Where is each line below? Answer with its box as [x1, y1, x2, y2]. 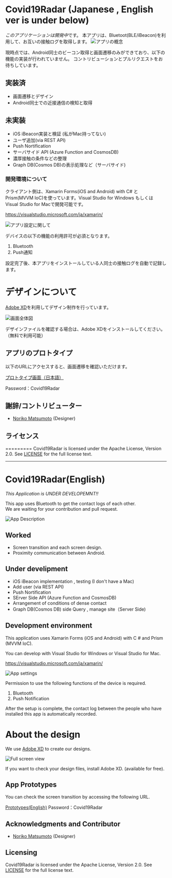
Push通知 [12, 249, 33, 255]
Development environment [5, 621, 93, 630]
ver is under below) [5, 14, 90, 26]
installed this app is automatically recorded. [5, 710, 97, 717]
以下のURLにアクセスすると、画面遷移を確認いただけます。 [5, 363, 130, 369]
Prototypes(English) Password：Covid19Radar [5, 804, 103, 810]
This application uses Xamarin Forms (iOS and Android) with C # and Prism [5, 635, 163, 641]
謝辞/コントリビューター [5, 402, 82, 410]
